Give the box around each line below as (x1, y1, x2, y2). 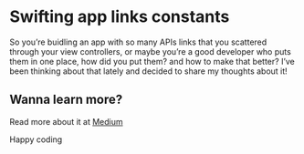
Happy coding (9, 134, 63, 145)
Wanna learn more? (9, 92, 123, 108)
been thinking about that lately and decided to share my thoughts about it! (9, 66, 288, 77)
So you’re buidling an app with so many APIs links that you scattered (9, 36, 267, 47)
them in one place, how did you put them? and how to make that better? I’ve (9, 56, 295, 67)
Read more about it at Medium (9, 116, 123, 127)
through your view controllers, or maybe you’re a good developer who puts (9, 46, 292, 56)
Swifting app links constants (9, 6, 230, 27)
